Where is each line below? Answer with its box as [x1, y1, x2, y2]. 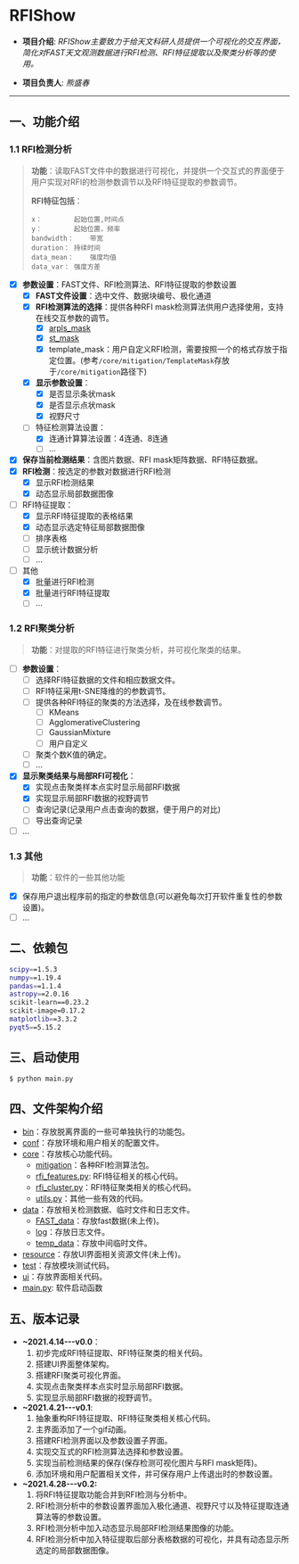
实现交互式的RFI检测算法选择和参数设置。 [35, 1446, 189, 1457]
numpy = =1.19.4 [9, 973, 62, 982]
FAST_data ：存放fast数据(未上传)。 [35, 1215, 165, 1227]
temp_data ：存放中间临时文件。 [35, 1237, 153, 1249]
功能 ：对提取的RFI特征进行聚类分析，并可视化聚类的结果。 [30, 644, 246, 655]
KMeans [48, 707, 80, 717]
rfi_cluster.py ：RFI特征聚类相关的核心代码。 [35, 1182, 197, 1193]
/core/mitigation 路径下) [56, 367, 148, 377]
